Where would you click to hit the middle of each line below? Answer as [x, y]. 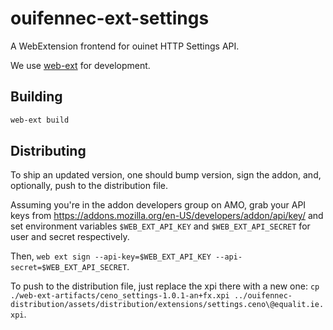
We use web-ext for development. [80, 65]
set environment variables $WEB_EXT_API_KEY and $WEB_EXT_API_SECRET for [160, 226]
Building [36, 97]
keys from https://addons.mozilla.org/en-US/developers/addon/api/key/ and [167, 216]
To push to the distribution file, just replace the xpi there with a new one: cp [165, 286]
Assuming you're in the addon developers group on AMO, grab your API [158, 205]
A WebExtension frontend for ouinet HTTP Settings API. [125, 46]
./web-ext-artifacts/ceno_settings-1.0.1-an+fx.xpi [120, 296]
